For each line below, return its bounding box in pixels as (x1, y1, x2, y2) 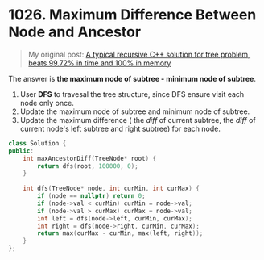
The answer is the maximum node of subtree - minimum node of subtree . (8, 73, 256, 83)
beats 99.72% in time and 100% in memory (27, 58, 171, 68)
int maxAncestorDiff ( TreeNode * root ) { (23, 154, 157, 162)
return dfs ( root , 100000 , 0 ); (37, 161, 138, 170)
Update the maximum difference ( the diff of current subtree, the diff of (19, 115, 256, 124)
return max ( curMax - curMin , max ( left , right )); (37, 229, 204, 237)
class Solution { (8, 139, 67, 147)
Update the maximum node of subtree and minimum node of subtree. (19, 107, 250, 116)
